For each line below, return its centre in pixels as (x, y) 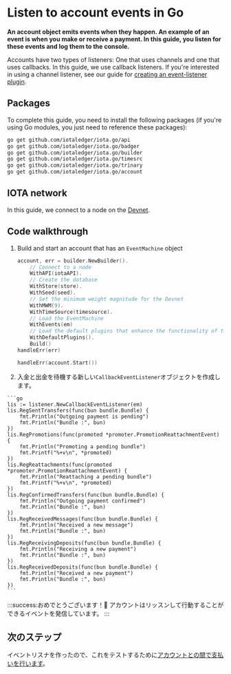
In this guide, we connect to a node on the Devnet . (78, 210)
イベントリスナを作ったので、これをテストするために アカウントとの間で (109, 655)
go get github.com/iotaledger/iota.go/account (75, 172)
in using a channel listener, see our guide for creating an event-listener (107, 74)
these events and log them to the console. (68, 46)
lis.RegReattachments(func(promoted (59, 465)
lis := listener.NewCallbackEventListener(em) (75, 404)
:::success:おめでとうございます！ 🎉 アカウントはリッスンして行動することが (115, 604)
